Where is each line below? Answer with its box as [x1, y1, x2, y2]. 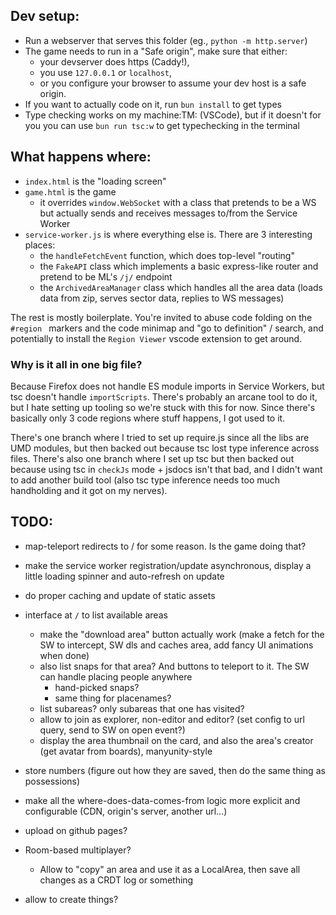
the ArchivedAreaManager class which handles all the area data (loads [39, 281, 323, 293]
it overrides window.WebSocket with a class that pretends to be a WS [39, 196, 317, 208]
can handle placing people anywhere [39, 670, 193, 683]
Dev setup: [10, 8, 80, 25]
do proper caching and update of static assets [24, 589, 216, 601]
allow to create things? [24, 893, 119, 905]
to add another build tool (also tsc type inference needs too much [10, 474, 281, 486]
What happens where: [10, 149, 152, 166]
